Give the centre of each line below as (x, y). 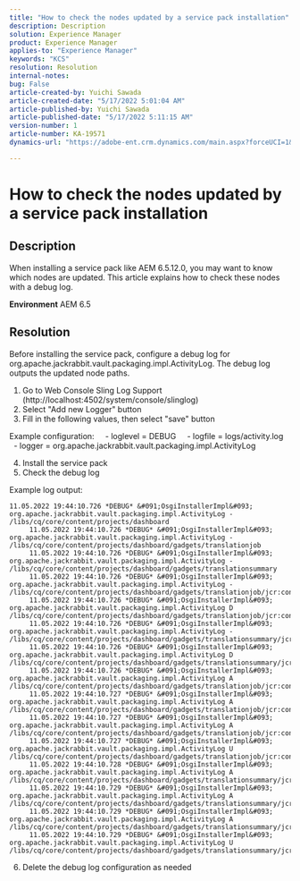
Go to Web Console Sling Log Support (92, 390)
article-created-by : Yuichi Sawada (75, 92)
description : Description (57, 26)
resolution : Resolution (54, 68)
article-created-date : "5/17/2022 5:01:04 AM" (97, 101)
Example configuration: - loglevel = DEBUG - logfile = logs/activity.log (146, 436)
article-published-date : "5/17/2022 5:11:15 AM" (101, 117)
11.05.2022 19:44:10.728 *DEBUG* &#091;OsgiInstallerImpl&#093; (151, 764)
